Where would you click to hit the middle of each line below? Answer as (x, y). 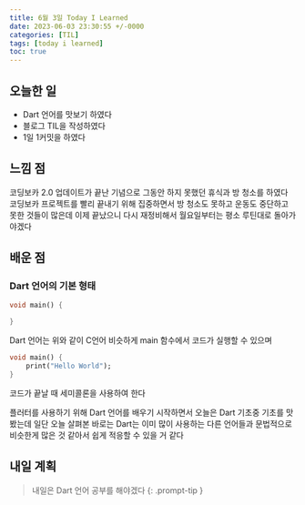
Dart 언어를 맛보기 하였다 (67, 114)
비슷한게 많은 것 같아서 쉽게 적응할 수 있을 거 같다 (97, 435)
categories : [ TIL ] (44, 35)
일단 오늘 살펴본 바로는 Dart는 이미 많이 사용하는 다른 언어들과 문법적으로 (163, 423)
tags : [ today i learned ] (56, 43)
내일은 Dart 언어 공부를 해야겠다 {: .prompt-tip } (117, 490)
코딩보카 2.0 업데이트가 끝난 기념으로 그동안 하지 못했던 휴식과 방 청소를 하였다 (149, 192)
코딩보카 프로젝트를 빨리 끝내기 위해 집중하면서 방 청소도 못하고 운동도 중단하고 (149, 203)
